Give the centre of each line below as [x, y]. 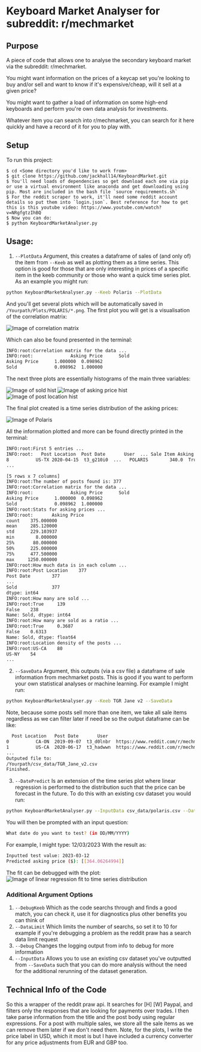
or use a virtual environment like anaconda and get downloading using [97, 187]
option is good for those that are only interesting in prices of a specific [101, 269]
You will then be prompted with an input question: [67, 822]
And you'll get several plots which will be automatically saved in [85, 304]
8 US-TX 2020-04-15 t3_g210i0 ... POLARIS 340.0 [95, 460]
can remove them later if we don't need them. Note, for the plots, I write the [99, 1029]
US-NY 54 [21, 654]
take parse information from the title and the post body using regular [91, 1017]
